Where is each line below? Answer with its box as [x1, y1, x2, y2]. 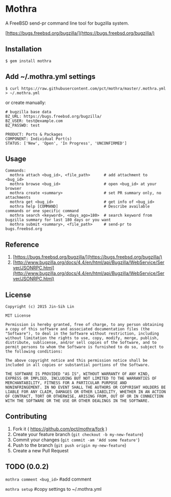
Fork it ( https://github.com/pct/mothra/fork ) [12, 426, 108, 432]
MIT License [5, 313, 31, 318]
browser [5, 186, 22, 191]
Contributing [5, 412, 47, 421]
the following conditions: [5, 349, 63, 354]
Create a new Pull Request [12, 447, 69, 453]
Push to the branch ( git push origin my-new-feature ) [12, 442, 126, 448]
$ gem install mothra [5, 58, 52, 64]
